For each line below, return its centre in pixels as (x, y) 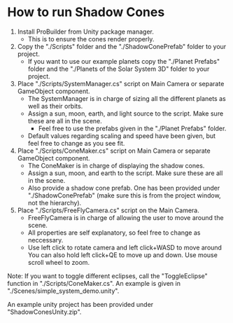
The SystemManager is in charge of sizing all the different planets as (127, 98)
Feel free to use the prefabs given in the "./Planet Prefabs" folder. (132, 128)
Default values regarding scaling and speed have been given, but (121, 136)
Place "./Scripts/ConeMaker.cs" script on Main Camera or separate (114, 151)
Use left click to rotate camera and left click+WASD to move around (125, 247)
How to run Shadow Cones (86, 12)
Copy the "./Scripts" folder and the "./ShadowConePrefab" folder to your (122, 46)
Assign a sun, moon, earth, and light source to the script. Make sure (126, 114)
